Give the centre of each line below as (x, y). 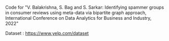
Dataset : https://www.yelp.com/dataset (47, 33)
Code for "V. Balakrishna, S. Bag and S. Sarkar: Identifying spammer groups (85, 7)
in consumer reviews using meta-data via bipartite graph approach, (76, 13)
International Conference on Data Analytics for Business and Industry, (78, 18)
